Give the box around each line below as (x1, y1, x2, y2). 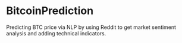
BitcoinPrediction (6, 4, 94, 18)
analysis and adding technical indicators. (6, 29, 106, 37)
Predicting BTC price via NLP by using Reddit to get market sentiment (6, 24, 177, 31)
